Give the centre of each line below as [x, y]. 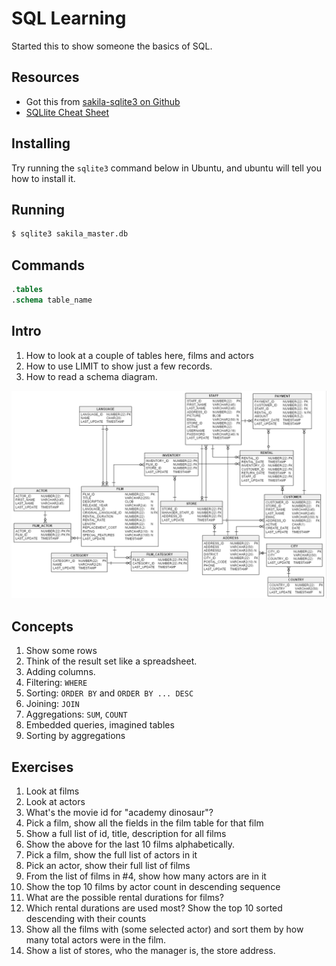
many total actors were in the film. [96, 939]
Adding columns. [60, 672]
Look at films [52, 791]
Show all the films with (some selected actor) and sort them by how [164, 929]
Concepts [42, 626]
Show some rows [61, 651]
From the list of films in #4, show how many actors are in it [146, 876]
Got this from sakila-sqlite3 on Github [103, 101]
